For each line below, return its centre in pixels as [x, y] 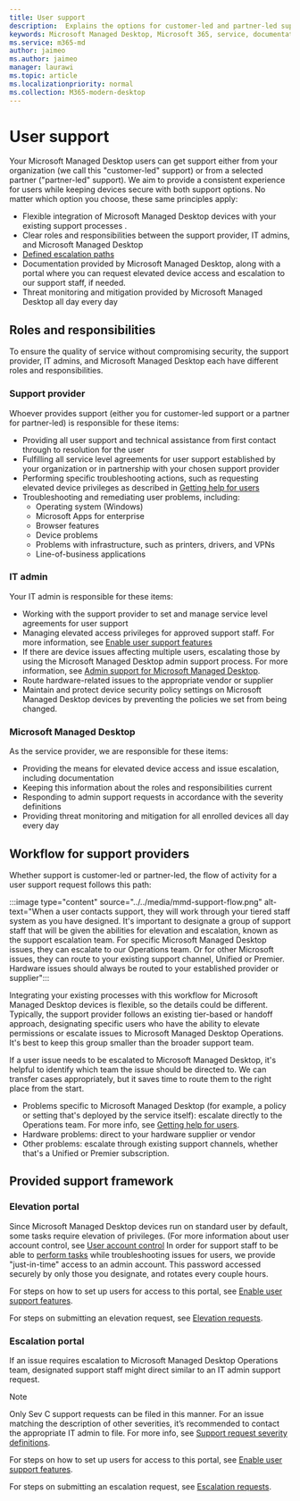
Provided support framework [92, 1182]
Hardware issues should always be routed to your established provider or [144, 968]
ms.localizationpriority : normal [71, 84]
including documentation [68, 778]
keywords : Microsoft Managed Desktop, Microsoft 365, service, [129, 34]
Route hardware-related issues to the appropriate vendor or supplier [148, 680]
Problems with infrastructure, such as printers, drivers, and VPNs [155, 544]
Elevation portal [44, 1207]
